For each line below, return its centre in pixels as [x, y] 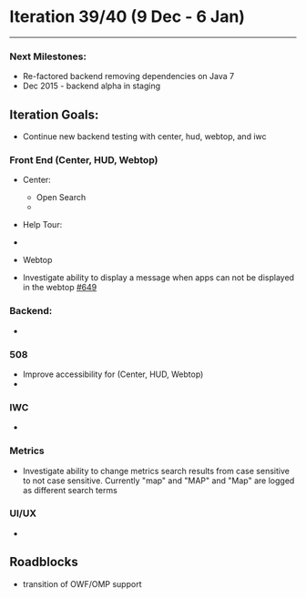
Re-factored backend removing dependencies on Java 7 [128, 76]
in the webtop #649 [60, 288]
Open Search [61, 198]
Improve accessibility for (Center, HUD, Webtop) [113, 374]
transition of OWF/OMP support [82, 583]
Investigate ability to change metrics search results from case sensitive [156, 471]
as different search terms [70, 490]
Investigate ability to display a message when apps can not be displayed [158, 278]
